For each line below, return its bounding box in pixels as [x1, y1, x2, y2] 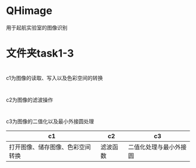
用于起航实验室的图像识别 [6, 24, 68, 31]
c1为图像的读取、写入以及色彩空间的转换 [6, 75, 103, 82]
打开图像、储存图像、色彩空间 [9, 143, 92, 151]
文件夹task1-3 [6, 47, 74, 60]
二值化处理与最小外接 [128, 143, 187, 151]
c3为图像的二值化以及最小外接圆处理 [6, 118, 94, 125]
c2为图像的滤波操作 [6, 96, 54, 103]
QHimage [6, 4, 52, 17]
